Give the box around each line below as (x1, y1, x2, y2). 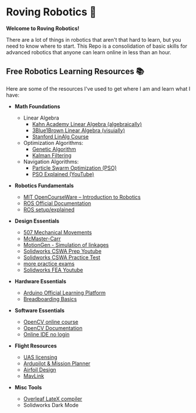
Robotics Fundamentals (14, 182, 75, 189)
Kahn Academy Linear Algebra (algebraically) (32, 120, 142, 127)
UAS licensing (23, 353, 58, 361)
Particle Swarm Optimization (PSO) (32, 164, 117, 171)
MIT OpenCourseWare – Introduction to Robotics (23, 193, 141, 200)
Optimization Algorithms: (23, 139, 84, 146)
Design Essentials (14, 217, 60, 224)
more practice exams (23, 260, 75, 267)
